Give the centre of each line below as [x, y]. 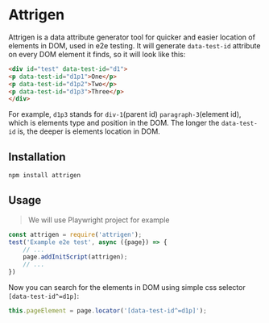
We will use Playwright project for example [99, 220]
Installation [37, 157]
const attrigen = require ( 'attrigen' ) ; [75, 234]
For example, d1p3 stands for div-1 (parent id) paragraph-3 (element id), [125, 114]
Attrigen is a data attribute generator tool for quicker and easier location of [132, 37]
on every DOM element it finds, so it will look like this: [97, 54]
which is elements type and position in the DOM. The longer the [114, 123]
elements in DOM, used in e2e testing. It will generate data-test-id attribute [134, 45]
